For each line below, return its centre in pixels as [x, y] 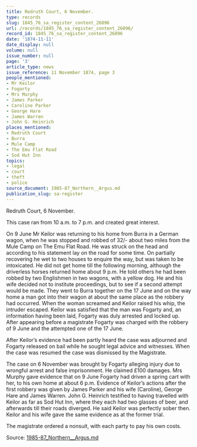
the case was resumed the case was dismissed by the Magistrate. [86, 352]
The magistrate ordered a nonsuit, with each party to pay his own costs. [94, 426]
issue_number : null [30, 56]
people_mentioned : [29, 78]
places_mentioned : [29, 128]
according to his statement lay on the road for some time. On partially [91, 252]
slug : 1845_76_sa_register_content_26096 [58, 23]
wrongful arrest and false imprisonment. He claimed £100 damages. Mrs [94, 370]
